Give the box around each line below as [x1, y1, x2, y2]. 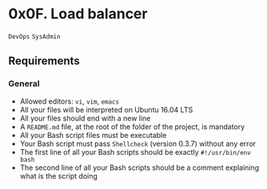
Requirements [8, 54, 80, 68]
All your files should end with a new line [19, 113, 151, 123]
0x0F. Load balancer [8, 5, 148, 23]
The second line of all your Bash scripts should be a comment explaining [19, 163, 260, 172]
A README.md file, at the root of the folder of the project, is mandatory [19, 121, 245, 132]
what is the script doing [19, 171, 98, 180]
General [8, 78, 40, 89]
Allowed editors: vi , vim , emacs [19, 96, 120, 106]
